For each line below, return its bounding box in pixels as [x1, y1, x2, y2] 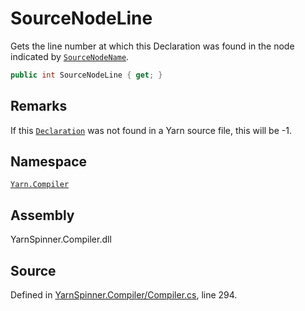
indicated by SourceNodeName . [10, 50, 130, 62]
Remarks [10, 98, 68, 115]
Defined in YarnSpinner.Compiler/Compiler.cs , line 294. [10, 289, 238, 301]
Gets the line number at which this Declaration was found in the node [10, 40, 295, 52]
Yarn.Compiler [10, 180, 70, 190]
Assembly [10, 207, 75, 224]
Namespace [10, 153, 88, 171]
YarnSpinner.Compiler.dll [10, 233, 112, 246]
